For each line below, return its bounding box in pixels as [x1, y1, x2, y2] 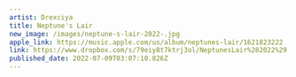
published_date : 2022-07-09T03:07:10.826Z [9, 54, 168, 63]
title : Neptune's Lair [9, 21, 93, 30]
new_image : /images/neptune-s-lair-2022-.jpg [9, 29, 180, 38]
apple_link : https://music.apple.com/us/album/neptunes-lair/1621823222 [9, 37, 284, 47]
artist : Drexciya [9, 12, 74, 22]
